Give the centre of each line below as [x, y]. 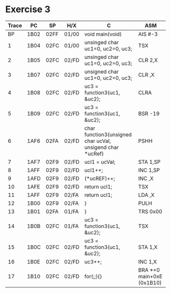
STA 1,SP [149, 162]
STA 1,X [148, 247]
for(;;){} [93, 276]
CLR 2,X [148, 60]
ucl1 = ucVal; [100, 162]
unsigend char [102, 147]
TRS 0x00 [150, 211]
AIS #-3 [148, 34]
